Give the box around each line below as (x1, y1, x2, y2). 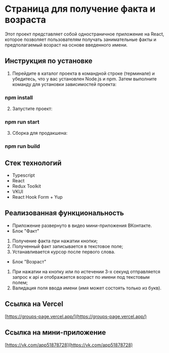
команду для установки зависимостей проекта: (12, 81, 117, 87)
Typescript (12, 172, 35, 178)
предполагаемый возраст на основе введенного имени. (5, 41, 128, 48)
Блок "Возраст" (12, 258, 46, 264)
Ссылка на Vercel (5, 300, 63, 308)
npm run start (5, 118, 39, 126)
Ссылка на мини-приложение (5, 328, 106, 337)
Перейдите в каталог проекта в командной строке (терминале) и (12, 70, 155, 76)
